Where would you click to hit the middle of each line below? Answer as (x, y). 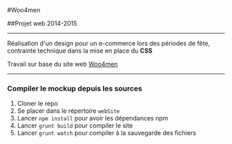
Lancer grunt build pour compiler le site (75, 126)
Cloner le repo (38, 104)
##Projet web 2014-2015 (42, 23)
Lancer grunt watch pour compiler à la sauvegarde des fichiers (107, 133)
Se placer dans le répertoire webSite (68, 111)
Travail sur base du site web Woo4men (63, 64)
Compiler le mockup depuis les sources (75, 88)
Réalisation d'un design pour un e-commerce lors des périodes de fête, (109, 43)
